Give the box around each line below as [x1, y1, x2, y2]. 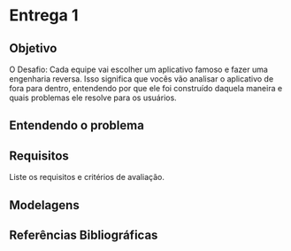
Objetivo [9, 41, 57, 56]
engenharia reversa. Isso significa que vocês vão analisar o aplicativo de [9, 74, 274, 84]
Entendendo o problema [9, 118, 144, 133]
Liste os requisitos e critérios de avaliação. [9, 172, 165, 183]
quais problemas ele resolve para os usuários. [9, 92, 177, 103]
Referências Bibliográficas [9, 227, 158, 242]
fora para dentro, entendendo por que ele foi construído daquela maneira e [9, 83, 283, 93]
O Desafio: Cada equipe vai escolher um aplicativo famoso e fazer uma [9, 64, 268, 75]
